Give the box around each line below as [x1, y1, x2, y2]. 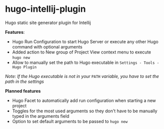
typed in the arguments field [12, 113, 70, 119]
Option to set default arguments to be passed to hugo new [12, 118, 128, 124]
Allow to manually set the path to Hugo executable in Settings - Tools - [12, 59, 160, 65]
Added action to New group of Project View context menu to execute [12, 49, 151, 55]
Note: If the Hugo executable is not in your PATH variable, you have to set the [5, 73, 159, 79]
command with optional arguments [12, 44, 83, 50]
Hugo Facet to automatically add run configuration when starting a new [12, 97, 156, 103]
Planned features [5, 88, 41, 94]
